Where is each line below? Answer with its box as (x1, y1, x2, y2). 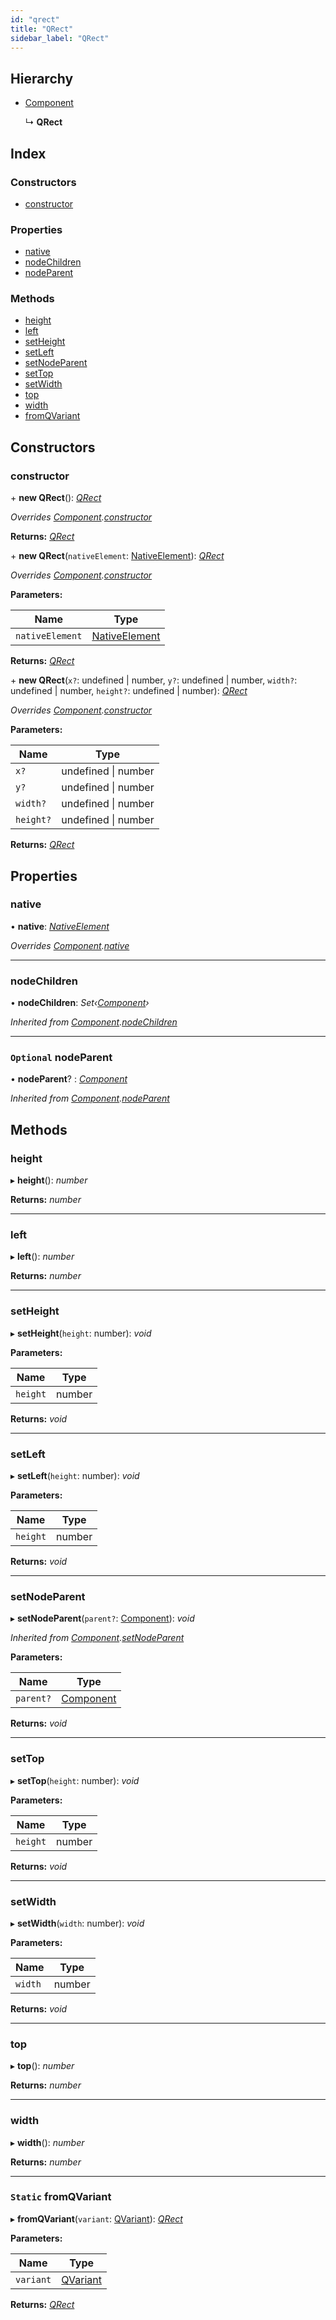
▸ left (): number (10, 1251, 75, 1263)
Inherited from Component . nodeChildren (10, 1016, 178, 1028)
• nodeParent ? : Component (10, 1073, 128, 1085)
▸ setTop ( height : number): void (10, 1774, 140, 1786)
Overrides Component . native (10, 939, 130, 951)
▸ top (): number (10, 2060, 75, 2072)
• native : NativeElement (10, 920, 110, 932)
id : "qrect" (10, 14, 60, 25)
